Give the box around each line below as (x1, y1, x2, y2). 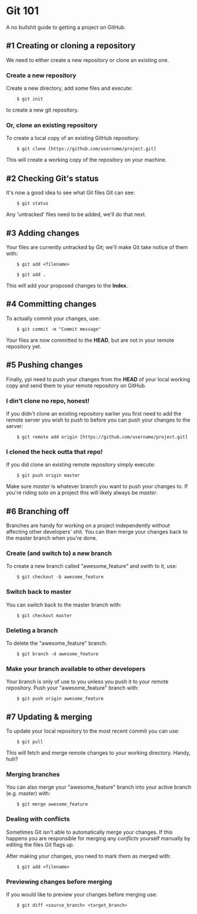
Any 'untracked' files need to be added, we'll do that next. (6, 211, 146, 218)
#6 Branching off (6, 506, 69, 516)
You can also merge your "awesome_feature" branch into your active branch (6, 784, 192, 791)
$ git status (16, 201, 49, 207)
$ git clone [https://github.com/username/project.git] (16, 146, 157, 152)
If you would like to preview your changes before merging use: (6, 890, 158, 898)
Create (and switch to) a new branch (6, 549, 112, 557)
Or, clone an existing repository (6, 121, 98, 129)
